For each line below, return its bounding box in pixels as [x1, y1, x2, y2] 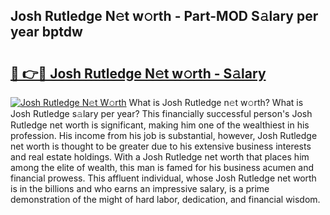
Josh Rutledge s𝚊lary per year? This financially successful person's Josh [10, 108, 313, 119]
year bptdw [10, 24, 83, 41]
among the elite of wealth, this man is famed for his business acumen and [10, 162, 315, 173]
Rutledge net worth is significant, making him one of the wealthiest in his [10, 119, 310, 131]
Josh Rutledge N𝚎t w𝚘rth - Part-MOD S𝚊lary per [10, 8, 319, 25]
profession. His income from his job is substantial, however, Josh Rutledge [10, 130, 318, 141]
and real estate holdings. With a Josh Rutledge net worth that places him [10, 151, 310, 163]
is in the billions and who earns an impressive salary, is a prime [10, 183, 270, 194]
